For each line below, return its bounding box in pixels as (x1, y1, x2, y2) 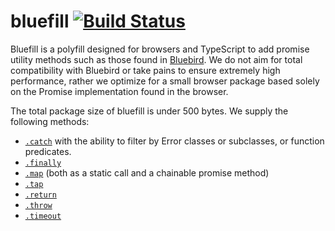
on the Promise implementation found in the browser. (10, 85, 229, 97)
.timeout (24, 211, 62, 221)
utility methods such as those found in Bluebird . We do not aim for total (10, 53, 303, 65)
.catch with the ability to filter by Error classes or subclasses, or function (24, 135, 325, 147)
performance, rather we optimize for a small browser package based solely (10, 75, 320, 87)
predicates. (24, 145, 72, 157)
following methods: (10, 115, 90, 127)
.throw (24, 200, 53, 210)
